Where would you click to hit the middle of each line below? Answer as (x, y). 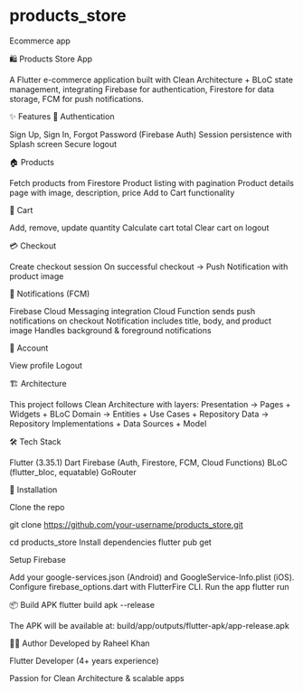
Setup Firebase (38, 559)
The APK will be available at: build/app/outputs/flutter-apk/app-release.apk (149, 625)
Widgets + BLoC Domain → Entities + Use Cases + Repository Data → (139, 414)
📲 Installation (33, 490)
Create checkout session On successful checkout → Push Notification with (149, 267)
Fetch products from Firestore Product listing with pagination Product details (151, 182)
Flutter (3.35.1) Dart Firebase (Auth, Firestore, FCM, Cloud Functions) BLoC (148, 463)
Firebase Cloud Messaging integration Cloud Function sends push (133, 311)
